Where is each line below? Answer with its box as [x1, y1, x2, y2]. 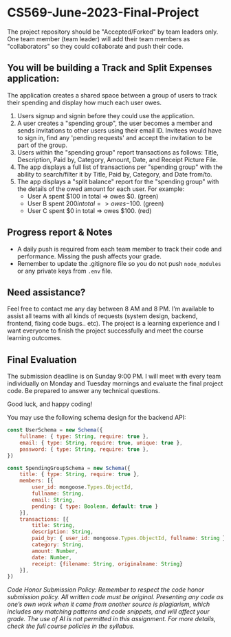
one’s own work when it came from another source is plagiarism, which [7, 600, 210, 609]
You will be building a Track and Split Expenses [7, 62, 212, 74]
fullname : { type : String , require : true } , [19, 433, 149, 440]
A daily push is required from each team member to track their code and [16, 245, 222, 253]
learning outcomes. [7, 334, 62, 342]
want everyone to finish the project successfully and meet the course [7, 326, 204, 335]
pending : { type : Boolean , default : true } [32, 503, 158, 510]
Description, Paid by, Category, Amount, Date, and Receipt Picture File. [16, 155, 218, 164]
